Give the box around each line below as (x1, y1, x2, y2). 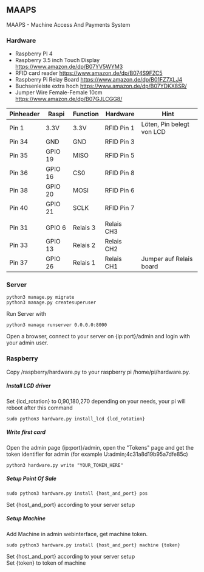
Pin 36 (9, 169, 29, 177)
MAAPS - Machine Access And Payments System (6, 21, 131, 28)
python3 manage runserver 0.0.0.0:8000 (6, 322, 107, 328)
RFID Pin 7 (104, 204, 135, 212)
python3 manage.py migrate (6, 295, 75, 301)
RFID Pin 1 (104, 124, 135, 133)
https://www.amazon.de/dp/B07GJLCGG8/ (15, 96, 123, 103)
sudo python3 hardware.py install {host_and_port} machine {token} (6, 542, 181, 548)
